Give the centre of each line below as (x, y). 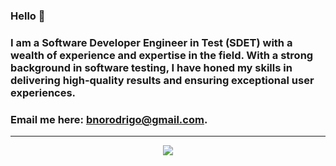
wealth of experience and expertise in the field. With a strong (162, 55)
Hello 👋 (28, 16)
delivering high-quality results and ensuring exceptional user (162, 80)
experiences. (43, 92)
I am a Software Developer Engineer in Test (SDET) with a (151, 42)
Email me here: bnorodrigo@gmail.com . (109, 119)
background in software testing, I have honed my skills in (151, 67)
